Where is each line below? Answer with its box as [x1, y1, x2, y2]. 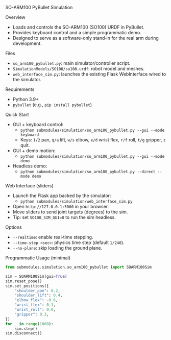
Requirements [5, 86, 35, 92]
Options [5, 224, 22, 230]
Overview [5, 14, 26, 20]
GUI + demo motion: [12, 148, 56, 154]
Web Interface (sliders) [5, 183, 54, 188]
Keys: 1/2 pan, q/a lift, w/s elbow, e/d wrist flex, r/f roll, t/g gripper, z [20, 137, 166, 142]
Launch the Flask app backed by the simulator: [12, 192, 111, 199]
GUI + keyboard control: [12, 122, 64, 127]
